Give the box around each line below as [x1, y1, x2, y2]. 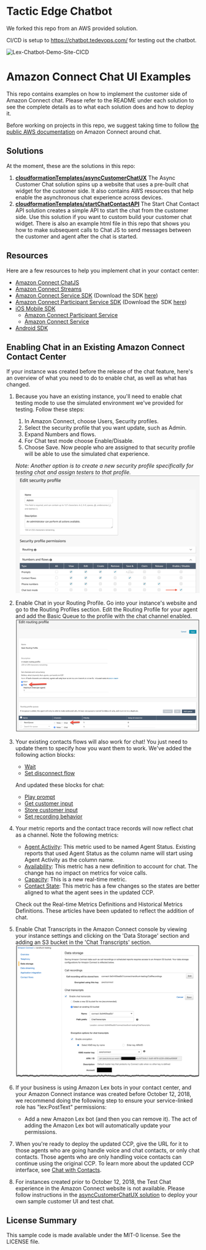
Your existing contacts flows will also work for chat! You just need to [15, 738, 188, 745]
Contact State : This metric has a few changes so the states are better [24, 882, 200, 889]
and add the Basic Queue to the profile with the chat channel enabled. [15, 612, 192, 620]
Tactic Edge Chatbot [6, 4, 112, 18]
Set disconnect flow [24, 769, 75, 776]
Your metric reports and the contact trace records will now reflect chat [15, 824, 194, 832]
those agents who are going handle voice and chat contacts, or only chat [15, 1146, 200, 1154]
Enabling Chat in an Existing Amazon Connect [6, 342, 185, 352]
